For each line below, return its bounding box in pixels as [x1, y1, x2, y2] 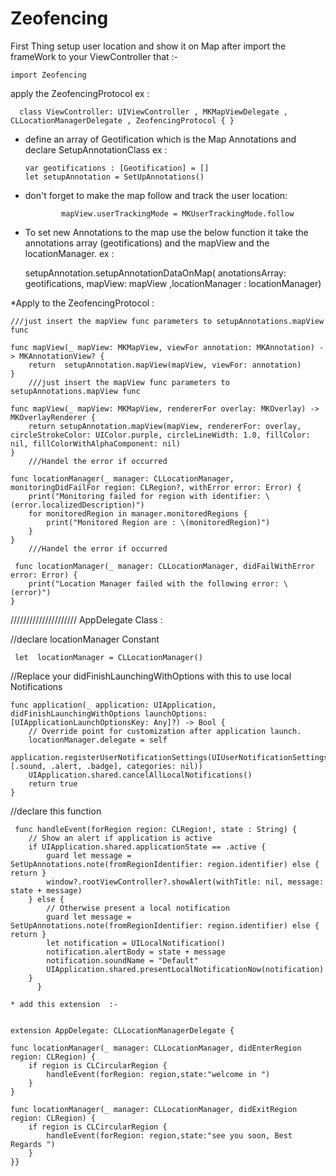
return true [28, 778, 78, 789]
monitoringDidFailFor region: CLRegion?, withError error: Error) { [10, 482, 302, 492]
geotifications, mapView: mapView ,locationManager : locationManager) [24, 277, 322, 289]
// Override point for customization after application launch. [28, 726, 302, 736]
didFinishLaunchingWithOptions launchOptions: [10, 708, 208, 719]
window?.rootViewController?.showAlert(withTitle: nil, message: [46, 877, 325, 887]
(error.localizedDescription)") [10, 500, 145, 510]
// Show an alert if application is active [28, 833, 213, 843]
